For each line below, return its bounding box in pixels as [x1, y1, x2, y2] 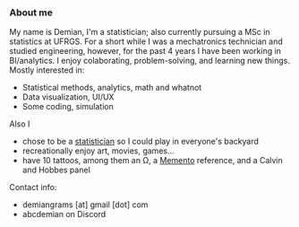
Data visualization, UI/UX [21, 92, 115, 102]
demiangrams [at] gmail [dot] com [21, 199, 149, 210]
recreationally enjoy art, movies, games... [21, 145, 175, 156]
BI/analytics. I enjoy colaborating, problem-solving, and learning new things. [9, 56, 291, 66]
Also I [9, 118, 30, 129]
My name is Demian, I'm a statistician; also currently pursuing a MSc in [9, 27, 270, 38]
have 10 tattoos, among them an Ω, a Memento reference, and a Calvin [21, 155, 284, 166]
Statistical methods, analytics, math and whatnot [21, 83, 202, 93]
